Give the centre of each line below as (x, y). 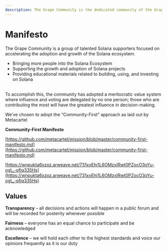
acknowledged (20, 229)
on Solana (23, 79)
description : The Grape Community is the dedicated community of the (79, 10)
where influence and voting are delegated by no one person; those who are (82, 99)
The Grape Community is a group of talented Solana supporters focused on (83, 48)
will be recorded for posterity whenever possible (55, 214)
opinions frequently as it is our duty (42, 244)
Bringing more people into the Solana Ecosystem (62, 63)
